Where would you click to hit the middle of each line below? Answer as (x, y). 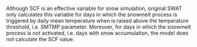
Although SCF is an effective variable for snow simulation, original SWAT (94, 8)
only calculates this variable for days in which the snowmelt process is (92, 15)
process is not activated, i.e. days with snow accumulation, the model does (97, 33)
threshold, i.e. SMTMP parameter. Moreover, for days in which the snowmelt (98, 27)
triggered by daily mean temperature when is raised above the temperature (97, 21)
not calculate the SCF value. (40, 39)
